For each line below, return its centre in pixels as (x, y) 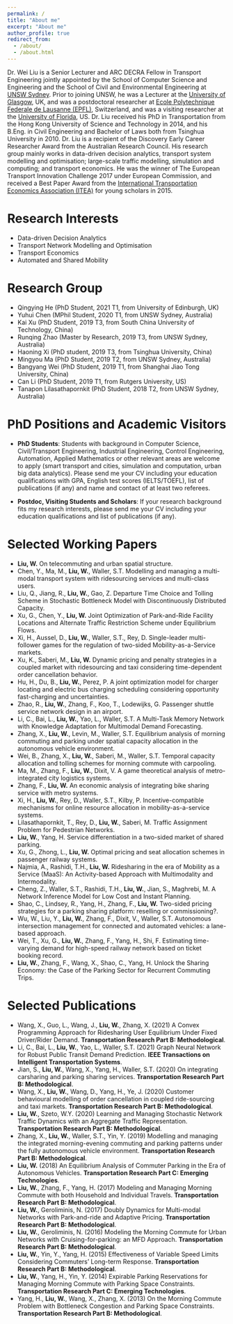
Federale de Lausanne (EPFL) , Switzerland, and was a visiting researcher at (115, 109)
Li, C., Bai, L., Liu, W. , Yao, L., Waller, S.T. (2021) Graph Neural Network (119, 1047)
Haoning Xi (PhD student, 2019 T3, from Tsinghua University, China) (114, 351)
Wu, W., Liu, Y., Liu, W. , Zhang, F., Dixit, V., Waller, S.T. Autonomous (114, 918)
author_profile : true (39, 33)
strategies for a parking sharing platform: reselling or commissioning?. (118, 911)
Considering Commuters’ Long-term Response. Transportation (108, 1261)
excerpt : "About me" (37, 26)
